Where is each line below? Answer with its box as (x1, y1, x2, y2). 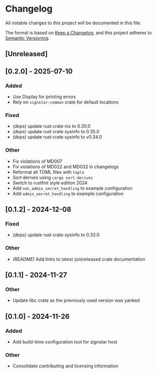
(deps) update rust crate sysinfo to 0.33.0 (12, 232, 100, 238)
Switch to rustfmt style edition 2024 (12, 179, 88, 185)
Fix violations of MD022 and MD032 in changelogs (12, 163, 119, 170)
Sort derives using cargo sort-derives (12, 174, 93, 180)
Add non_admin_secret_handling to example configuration (12, 185, 133, 191)
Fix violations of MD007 (12, 158, 62, 164)
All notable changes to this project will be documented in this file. (5, 20, 142, 26)
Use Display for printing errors (12, 94, 76, 100)
